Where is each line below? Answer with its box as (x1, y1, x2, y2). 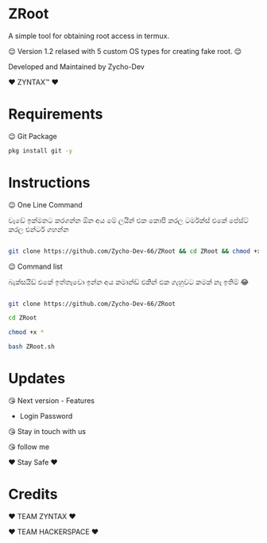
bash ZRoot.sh (8, 343, 56, 351)
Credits (8, 486, 58, 503)
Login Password (19, 411, 73, 421)
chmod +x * (8, 328, 44, 336)
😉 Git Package (8, 131, 57, 141)
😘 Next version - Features (8, 396, 95, 405)
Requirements (8, 105, 103, 123)
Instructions (8, 173, 91, 192)
